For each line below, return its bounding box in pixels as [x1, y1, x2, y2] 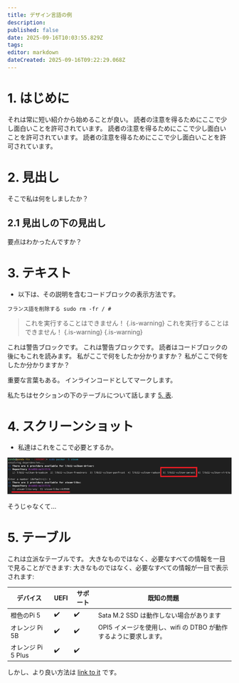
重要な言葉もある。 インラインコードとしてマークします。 [7, 376, 177, 384]
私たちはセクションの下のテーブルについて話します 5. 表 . [7, 391, 174, 399]
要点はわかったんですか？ [7, 237, 83, 245]
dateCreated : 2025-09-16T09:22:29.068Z [7, 57, 126, 64]
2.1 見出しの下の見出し [7, 217, 107, 229]
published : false [7, 26, 59, 33]
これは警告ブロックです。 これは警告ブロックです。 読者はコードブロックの [7, 342, 228, 351]
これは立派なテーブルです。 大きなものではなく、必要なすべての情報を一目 [7, 554, 226, 563]
